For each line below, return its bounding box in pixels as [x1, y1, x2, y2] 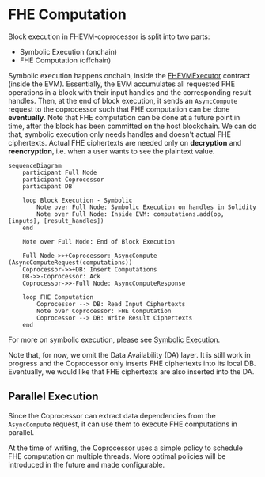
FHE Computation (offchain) [19, 55, 112, 65]
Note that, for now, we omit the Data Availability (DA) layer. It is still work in [8, 350, 251, 359]
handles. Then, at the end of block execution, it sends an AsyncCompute [8, 96, 238, 105]
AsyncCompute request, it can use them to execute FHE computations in [8, 419, 237, 429]
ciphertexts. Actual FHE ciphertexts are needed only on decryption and [8, 138, 242, 147]
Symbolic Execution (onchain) [19, 47, 117, 56]
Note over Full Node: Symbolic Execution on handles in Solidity [36, 203, 257, 211]
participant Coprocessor [22, 176, 104, 184]
